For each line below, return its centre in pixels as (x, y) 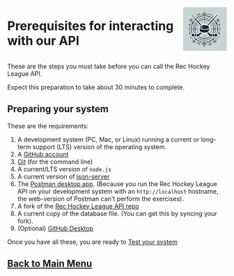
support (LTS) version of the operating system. (100, 146)
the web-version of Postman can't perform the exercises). (101, 199)
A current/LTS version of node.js (64, 169)
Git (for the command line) (55, 162)
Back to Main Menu (50, 264)
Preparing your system (58, 109)
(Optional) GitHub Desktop (55, 228)
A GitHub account (43, 154)
